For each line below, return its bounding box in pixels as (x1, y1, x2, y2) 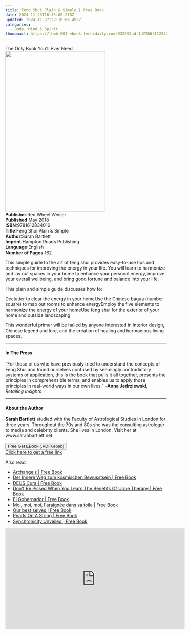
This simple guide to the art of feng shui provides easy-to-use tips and (5, 260, 155, 265)
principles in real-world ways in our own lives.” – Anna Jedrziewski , (5, 383, 148, 389)
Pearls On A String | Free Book (12, 513, 78, 519)
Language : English (5, 244, 44, 250)
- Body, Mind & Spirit (10, 27, 58, 32)
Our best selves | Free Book (12, 507, 72, 513)
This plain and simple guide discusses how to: (5, 286, 102, 292)
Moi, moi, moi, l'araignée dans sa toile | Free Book (12, 502, 118, 508)
